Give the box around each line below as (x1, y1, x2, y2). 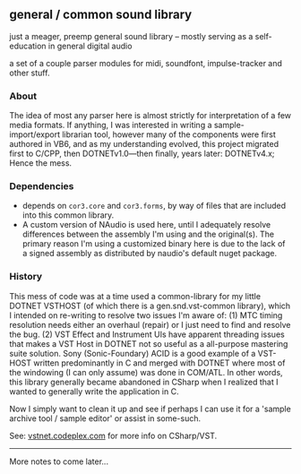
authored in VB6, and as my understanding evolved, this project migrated (9, 139, 279, 150)
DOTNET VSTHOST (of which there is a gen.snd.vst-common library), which (9, 300, 291, 311)
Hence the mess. (9, 158, 73, 168)
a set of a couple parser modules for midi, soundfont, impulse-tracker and (9, 57, 282, 68)
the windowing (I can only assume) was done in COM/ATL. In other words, (9, 366, 284, 377)
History (9, 271, 43, 283)
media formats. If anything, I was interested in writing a (9, 120, 212, 131)
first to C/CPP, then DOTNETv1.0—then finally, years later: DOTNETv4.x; (9, 148, 275, 159)
